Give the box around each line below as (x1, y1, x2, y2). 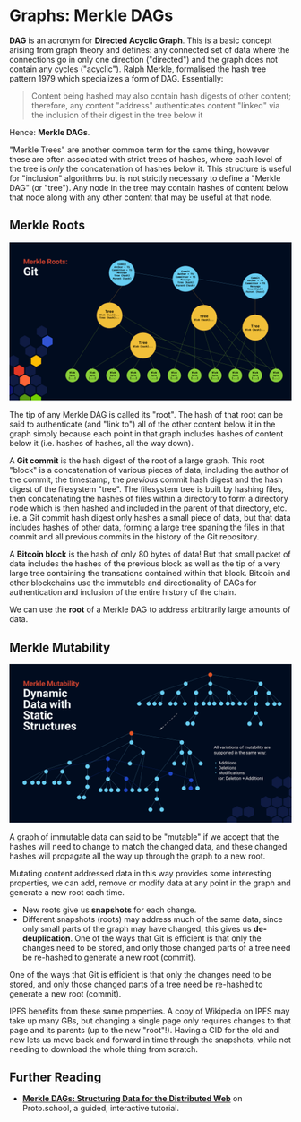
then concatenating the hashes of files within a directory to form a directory (9, 494, 288, 505)
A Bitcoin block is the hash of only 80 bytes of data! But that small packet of (9, 548, 291, 560)
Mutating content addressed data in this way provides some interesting (9, 867, 271, 878)
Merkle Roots (9, 218, 85, 233)
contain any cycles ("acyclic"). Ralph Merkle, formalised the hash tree (9, 64, 267, 74)
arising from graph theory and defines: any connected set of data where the (9, 44, 290, 55)
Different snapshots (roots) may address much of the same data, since (21, 913, 284, 924)
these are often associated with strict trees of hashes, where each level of (9, 153, 283, 164)
